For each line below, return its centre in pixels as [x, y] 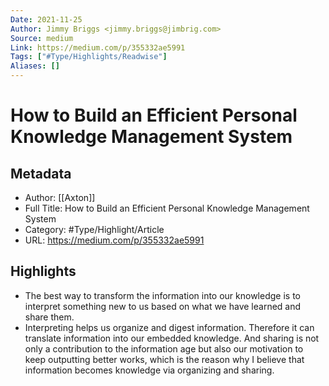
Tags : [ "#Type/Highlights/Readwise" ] [89, 57]
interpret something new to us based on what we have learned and [163, 306]
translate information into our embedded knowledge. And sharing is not [172, 338]
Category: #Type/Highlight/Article [94, 229]
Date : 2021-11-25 [46, 19]
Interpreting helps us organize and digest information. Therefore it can [169, 327]
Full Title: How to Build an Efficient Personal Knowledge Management [167, 208]
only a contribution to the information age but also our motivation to [164, 348]
